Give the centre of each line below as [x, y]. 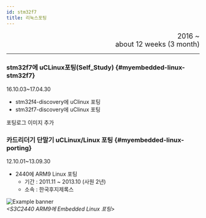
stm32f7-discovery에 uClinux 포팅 [58, 109]
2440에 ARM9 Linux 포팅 [46, 174]
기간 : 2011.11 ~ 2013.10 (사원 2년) [65, 182]
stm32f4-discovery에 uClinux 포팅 [58, 101]
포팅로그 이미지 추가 [30, 122]
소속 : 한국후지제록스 [49, 189]
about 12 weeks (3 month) [158, 44]
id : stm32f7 [21, 12]
